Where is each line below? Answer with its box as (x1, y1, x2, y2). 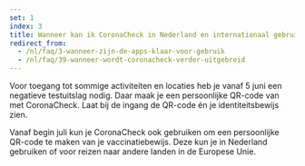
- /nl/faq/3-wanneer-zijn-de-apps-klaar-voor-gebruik (17, 47, 225, 56)
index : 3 (9, 22, 43, 31)
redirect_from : (9, 38, 67, 48)
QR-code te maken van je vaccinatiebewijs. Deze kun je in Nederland (9, 137, 268, 147)
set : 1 (9, 13, 34, 23)
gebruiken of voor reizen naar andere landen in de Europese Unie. (9, 146, 257, 157)
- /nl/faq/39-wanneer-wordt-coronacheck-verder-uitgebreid (17, 55, 246, 64)
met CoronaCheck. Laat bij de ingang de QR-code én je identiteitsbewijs (9, 100, 280, 110)
